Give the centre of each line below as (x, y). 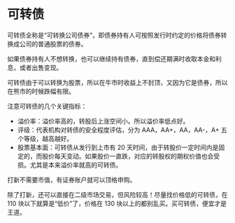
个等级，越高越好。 (45, 138)
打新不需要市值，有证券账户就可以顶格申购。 (72, 180)
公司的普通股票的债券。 (53, 43)
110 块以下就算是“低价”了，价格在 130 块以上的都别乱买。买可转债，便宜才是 (117, 203)
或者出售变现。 (41, 67)
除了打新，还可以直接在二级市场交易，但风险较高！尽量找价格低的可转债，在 (117, 194)
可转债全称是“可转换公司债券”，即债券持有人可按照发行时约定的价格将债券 (114, 35)
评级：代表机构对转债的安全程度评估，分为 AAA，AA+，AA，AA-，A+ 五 (122, 130)
